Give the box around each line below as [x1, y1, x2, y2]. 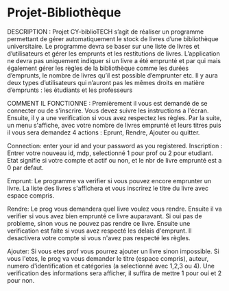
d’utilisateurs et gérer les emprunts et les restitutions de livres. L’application [7, 49, 221, 58]
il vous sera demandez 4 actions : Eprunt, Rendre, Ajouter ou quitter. [7, 128, 200, 137]
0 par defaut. [7, 163, 44, 172]
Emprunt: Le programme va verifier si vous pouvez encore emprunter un [7, 176, 212, 185]
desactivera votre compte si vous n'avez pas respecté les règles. [7, 233, 191, 242]
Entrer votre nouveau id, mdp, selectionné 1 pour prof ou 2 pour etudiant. [7, 149, 214, 157]
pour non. [7, 276, 35, 284]
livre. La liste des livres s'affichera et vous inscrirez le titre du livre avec [7, 184, 209, 192]
